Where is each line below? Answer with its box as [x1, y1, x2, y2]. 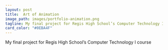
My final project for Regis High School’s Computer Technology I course [5, 39, 151, 45]
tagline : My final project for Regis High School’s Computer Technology [5, 21, 160, 26]
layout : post [5, 7, 32, 12]
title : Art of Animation [5, 12, 59, 17]
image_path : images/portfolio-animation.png [5, 16, 99, 21]
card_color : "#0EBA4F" [5, 26, 52, 31]
